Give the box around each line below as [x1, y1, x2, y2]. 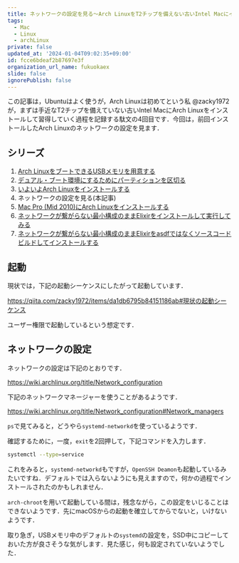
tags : [7, 17, 23, 24]
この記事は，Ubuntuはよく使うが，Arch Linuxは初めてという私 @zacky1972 [7, 97, 230, 105]
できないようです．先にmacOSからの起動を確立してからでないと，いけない [7, 507, 228, 515]
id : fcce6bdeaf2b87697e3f [7, 57, 84, 64]
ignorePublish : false [7, 76, 72, 84]
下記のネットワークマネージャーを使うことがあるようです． [7, 393, 181, 401]
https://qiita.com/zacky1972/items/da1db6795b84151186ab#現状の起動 [7, 296, 215, 305]
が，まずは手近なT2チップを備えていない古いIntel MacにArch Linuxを [7, 106, 210, 115]
